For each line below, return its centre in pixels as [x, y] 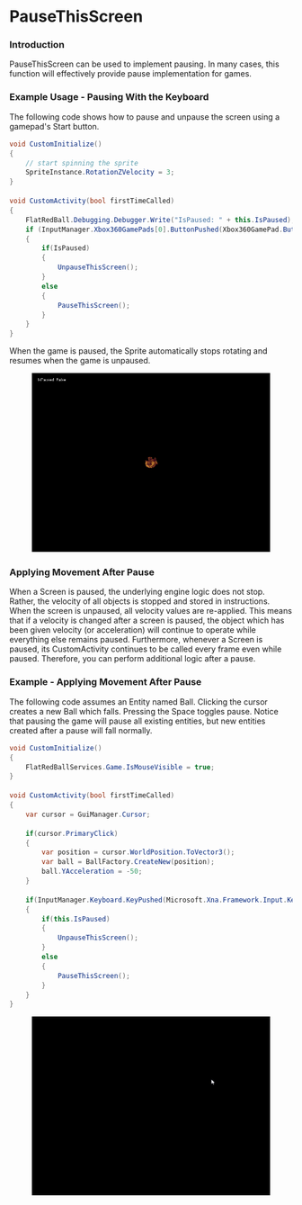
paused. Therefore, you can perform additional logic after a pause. [133, 659]
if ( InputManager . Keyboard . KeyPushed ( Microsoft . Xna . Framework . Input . [156, 900]
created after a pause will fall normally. [81, 730]
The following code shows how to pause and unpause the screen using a [145, 117]
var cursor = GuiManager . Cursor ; [88, 814]
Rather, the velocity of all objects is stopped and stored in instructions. [140, 601]
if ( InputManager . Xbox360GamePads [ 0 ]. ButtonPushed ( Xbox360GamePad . [154, 229]
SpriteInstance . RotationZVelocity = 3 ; [100, 173]
